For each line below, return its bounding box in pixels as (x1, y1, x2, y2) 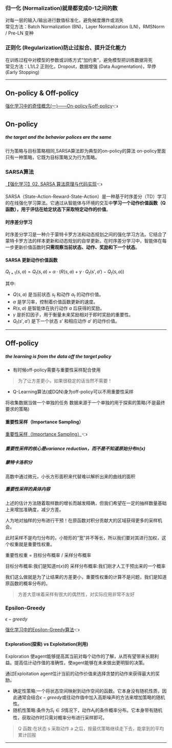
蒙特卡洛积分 (5, 459, 32, 465)
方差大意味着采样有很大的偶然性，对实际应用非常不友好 (17, 591, 135, 597)
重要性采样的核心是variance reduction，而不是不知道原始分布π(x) (5, 445, 146, 452)
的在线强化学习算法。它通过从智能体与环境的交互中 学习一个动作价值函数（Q (5, 200, 166, 206)
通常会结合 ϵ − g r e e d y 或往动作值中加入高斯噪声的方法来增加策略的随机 (17, 695, 165, 701)
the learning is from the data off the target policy (5, 353, 112, 359)
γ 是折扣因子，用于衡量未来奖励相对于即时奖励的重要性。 (12, 312, 134, 318)
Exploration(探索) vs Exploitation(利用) (5, 641, 89, 647)
